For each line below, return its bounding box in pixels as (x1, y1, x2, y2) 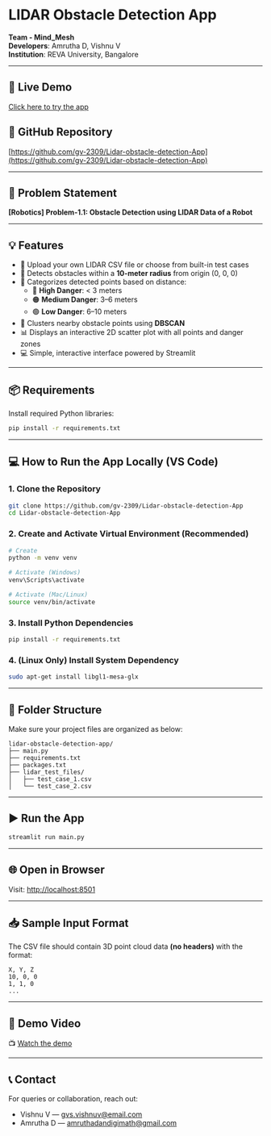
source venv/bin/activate (8, 598, 95, 606)
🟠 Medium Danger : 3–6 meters (31, 294, 139, 304)
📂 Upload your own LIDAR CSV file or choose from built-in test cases (19, 260, 249, 269)
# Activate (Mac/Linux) (8, 591, 89, 599)
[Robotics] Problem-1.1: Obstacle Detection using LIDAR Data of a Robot (8, 207, 253, 217)
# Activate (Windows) (8, 569, 81, 577)
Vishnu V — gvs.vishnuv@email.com (19, 1109, 143, 1119)
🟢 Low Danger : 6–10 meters (31, 307, 127, 316)
